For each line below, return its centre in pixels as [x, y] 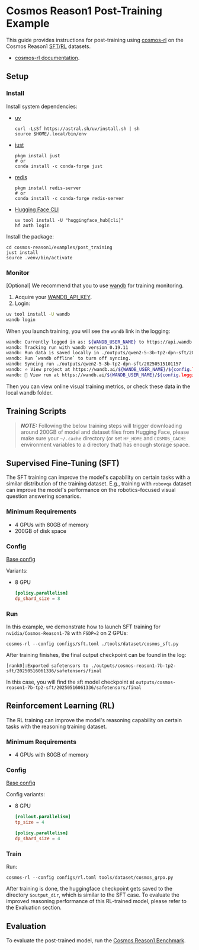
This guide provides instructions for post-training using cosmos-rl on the [95, 40]
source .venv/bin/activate [39, 258]
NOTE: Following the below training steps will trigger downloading [101, 425]
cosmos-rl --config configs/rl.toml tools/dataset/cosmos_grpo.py [90, 878]
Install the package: [30, 236]
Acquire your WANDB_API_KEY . [53, 297]
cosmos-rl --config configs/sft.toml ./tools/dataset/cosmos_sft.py [92, 644]
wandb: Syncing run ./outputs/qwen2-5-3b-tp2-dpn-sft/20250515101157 [94, 364]
